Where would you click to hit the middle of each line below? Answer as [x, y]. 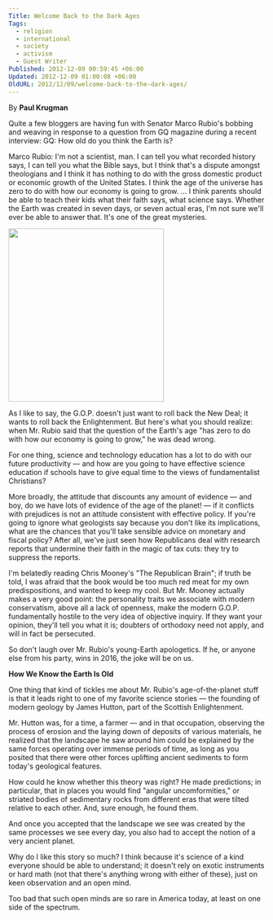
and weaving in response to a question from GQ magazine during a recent [132, 132]
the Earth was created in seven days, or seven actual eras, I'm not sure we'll [136, 208]
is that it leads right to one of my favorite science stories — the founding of [134, 698]
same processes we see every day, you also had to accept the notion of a [132, 832]
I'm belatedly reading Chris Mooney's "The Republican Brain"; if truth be [130, 573]
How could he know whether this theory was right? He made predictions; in [135, 781]
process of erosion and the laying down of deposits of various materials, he [135, 731]
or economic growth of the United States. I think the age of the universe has [136, 182]
